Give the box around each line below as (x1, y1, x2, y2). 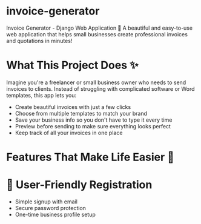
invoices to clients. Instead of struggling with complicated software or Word (6, 85, 195, 92)
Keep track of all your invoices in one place (15, 129, 123, 136)
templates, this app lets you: (6, 91, 77, 99)
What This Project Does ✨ (6, 59, 139, 72)
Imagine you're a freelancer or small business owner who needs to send (6, 79, 186, 86)
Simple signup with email (15, 198, 77, 205)
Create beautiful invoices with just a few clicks (15, 103, 131, 110)
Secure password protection (15, 205, 87, 211)
